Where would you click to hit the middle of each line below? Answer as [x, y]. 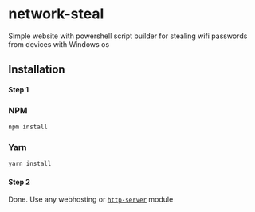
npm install [28, 127]
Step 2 [19, 182]
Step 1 [19, 89]
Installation [37, 70]
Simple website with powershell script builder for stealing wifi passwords [128, 36]
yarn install [30, 164]
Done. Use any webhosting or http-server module [91, 199]
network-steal [56, 14]
